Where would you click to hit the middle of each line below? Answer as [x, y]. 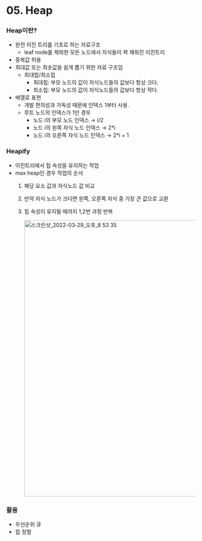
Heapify [18, 152]
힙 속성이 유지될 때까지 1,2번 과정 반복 [68, 211]
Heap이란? [22, 31]
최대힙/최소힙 [39, 75]
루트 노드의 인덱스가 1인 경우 [57, 113]
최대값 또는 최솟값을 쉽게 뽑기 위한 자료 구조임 [69, 68]
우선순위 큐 [28, 524]
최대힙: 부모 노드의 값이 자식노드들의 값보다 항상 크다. [96, 83]
